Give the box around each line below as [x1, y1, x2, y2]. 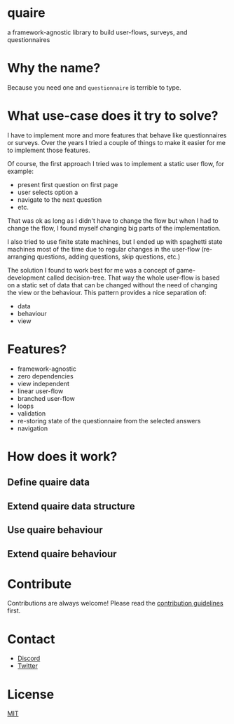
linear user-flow [17, 387, 64, 395]
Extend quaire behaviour [7, 548, 117, 560]
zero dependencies [17, 371, 74, 380]
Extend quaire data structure [7, 500, 135, 512]
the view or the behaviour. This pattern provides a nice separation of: [7, 288, 207, 296]
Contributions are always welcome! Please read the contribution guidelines [7, 599, 223, 608]
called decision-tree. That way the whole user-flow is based [46, 273, 220, 282]
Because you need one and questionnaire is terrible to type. [7, 83, 181, 92]
